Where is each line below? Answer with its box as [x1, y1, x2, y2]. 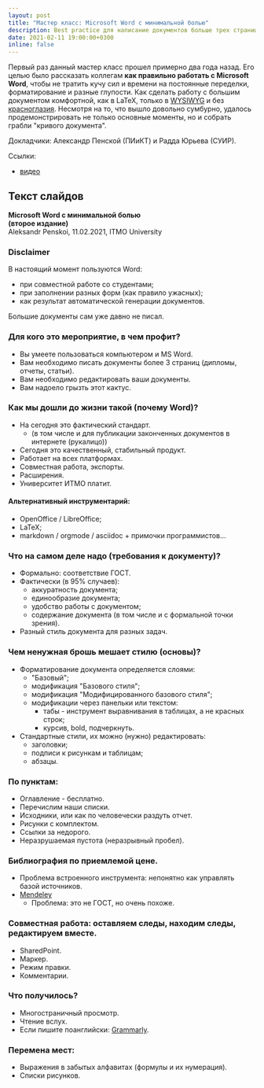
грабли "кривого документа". [8, 121, 108, 131]
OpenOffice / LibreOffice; [19, 514, 102, 524]
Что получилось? [8, 990, 79, 1001]
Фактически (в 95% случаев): [19, 577, 120, 586]
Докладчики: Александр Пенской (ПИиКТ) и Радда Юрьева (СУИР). [8, 136, 237, 146]
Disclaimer [8, 246, 50, 257]
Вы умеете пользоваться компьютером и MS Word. [19, 349, 193, 359]
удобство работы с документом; [31, 602, 141, 611]
